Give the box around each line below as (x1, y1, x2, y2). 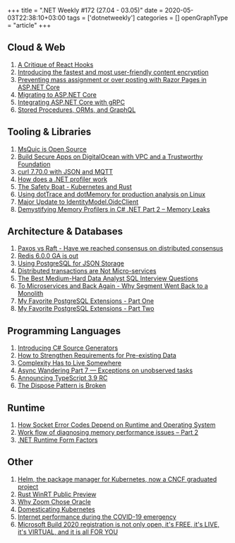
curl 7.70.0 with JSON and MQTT (17, 167, 113, 176)
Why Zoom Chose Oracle (17, 497, 92, 505)
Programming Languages (7, 325, 121, 337)
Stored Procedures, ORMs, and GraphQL (17, 105, 136, 114)
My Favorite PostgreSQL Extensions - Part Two (17, 304, 155, 313)
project (17, 482, 39, 491)
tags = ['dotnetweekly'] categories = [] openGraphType (66, 13, 228, 22)
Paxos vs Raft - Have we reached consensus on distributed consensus (17, 244, 224, 253)
